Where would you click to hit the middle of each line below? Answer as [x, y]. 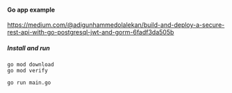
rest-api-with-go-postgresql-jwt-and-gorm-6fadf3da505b [91, 32]
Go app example [31, 10]
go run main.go [29, 83]
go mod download [31, 65]
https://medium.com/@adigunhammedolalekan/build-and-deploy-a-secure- [116, 25]
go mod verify [28, 71]
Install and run [29, 48]
